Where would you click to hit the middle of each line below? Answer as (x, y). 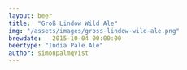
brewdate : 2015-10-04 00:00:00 (65, 38)
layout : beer (30, 16)
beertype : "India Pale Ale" (56, 46)
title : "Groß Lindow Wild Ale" (63, 23)
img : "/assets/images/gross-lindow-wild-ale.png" (94, 31)
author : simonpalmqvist (49, 53)
